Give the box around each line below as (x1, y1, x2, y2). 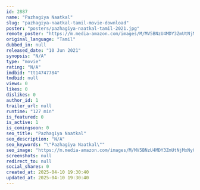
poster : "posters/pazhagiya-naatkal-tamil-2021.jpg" (6, 25, 140, 32)
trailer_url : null (6, 102, 52, 109)
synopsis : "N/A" (6, 53, 46, 59)
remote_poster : (6, 31, 44, 37)
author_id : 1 (6, 97, 39, 103)
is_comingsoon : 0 (6, 125, 49, 131)
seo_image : (6, 147, 33, 153)
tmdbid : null (6, 75, 39, 81)
